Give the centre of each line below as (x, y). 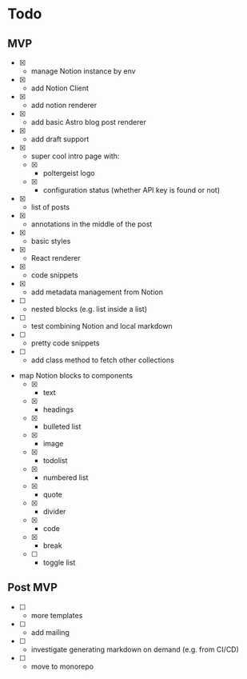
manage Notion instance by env (84, 71)
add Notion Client (60, 88)
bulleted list (62, 426)
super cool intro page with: (75, 156)
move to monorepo (62, 666)
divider (54, 511)
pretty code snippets (65, 343)
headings (58, 409)
